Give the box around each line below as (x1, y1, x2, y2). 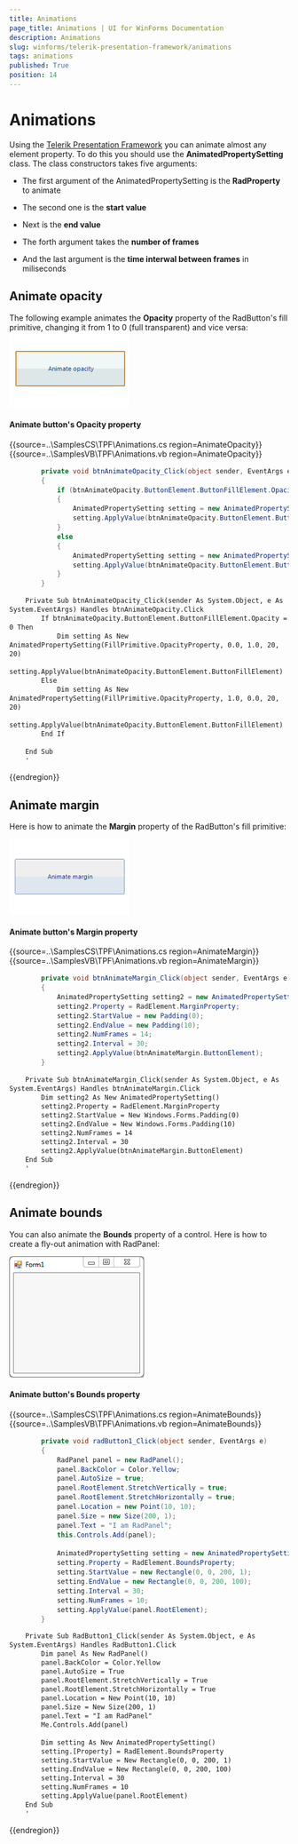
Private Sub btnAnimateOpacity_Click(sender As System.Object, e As (25, 596, 284, 606)
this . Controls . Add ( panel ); (56, 1530, 157, 1539)
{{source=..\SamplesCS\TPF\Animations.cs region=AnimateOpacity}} (9, 439, 263, 449)
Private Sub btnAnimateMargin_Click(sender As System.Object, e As (25, 1075, 279, 1084)
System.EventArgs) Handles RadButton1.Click (9, 1641, 176, 1649)
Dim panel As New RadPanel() (41, 1649, 149, 1658)
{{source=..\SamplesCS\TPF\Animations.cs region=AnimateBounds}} (9, 1409, 262, 1419)
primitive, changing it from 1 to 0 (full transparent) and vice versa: (9, 322, 248, 332)
